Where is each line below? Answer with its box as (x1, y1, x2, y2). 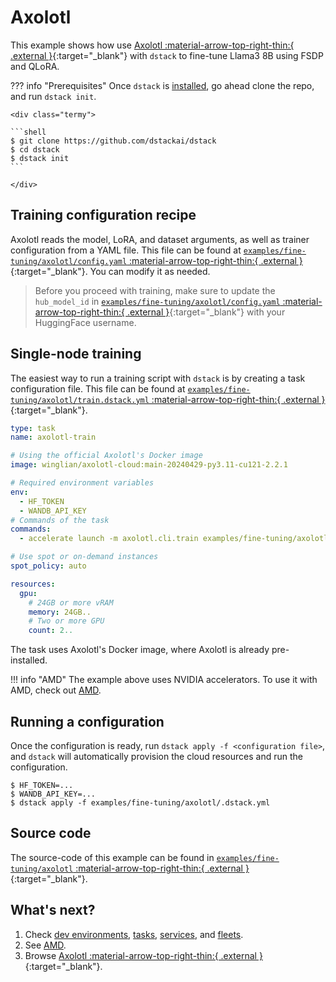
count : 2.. (28, 626, 74, 636)
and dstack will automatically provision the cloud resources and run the (10, 751, 303, 762)
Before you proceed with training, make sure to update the (34, 284, 276, 296)
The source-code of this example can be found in (10, 851, 215, 863)
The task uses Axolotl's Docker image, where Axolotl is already (10, 644, 270, 656)
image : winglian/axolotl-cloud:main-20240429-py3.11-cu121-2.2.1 (10, 460, 288, 470)
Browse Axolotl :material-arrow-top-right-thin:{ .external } (24, 949, 263, 961)
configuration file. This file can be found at (10, 382, 186, 395)
